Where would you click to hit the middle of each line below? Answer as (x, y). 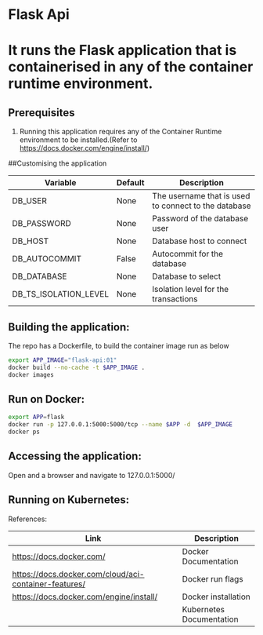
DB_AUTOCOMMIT (47, 259)
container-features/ (49, 584)
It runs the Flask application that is (122, 51)
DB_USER (29, 201)
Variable (60, 183)
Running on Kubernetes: (69, 500)
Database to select (187, 276)
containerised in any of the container (131, 67)
